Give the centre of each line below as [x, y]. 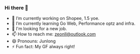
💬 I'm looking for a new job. [39, 29]
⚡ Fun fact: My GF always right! [43, 47]
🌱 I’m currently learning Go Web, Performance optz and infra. [73, 23]
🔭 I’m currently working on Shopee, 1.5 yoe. [56, 18]
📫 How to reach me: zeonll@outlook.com [54, 34]
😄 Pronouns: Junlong [34, 41]
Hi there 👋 [17, 8]
